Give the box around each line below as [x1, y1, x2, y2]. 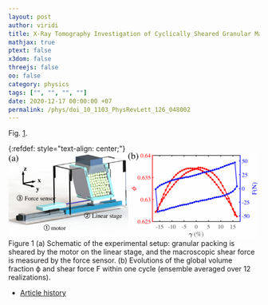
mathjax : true [8, 38, 56, 46]
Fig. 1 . [8, 129, 28, 138]
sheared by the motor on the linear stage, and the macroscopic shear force [8, 248, 255, 257]
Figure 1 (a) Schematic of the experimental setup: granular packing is [8, 239, 235, 248]
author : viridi [8, 21, 59, 30]
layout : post [8, 13, 52, 21]
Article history [19, 288, 66, 298]
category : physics [8, 80, 69, 88]
